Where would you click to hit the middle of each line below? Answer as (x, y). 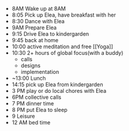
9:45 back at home (35, 40)
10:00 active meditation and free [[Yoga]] (62, 46)
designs (30, 65)
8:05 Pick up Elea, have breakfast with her (64, 15)
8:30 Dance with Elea (38, 21)
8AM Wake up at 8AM (39, 9)
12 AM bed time (31, 122)
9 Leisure (23, 116)
